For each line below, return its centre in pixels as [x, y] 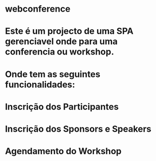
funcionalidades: [40, 84]
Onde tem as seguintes [53, 74]
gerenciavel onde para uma [61, 42]
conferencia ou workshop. [60, 52]
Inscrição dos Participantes [62, 107]
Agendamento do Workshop [63, 151]
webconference [38, 9]
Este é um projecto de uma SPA [69, 31]
